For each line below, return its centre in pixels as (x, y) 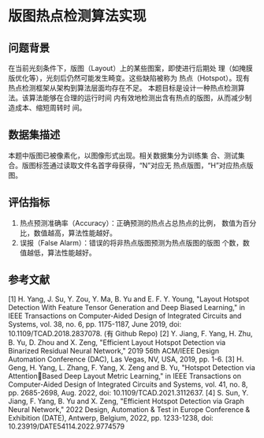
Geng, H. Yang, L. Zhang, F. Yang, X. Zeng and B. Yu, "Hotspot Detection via (132, 368)
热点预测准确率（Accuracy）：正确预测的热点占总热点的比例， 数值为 (131, 223)
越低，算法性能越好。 (61, 253)
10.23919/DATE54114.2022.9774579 (67, 426)
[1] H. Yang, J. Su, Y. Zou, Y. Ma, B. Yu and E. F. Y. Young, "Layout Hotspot (129, 299)
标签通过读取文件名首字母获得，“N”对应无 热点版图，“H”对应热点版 (144, 165)
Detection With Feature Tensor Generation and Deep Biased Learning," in (127, 308)
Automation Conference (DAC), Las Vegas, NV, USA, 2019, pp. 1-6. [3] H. (126, 359)
